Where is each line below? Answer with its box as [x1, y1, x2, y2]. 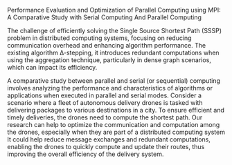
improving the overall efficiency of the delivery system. [7, 150, 164, 158]
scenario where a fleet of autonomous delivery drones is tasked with [7, 99, 203, 106]
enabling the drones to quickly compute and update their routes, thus [7, 143, 205, 151]
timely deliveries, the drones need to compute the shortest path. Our [7, 113, 203, 122]
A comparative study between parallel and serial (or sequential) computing [7, 77, 220, 85]
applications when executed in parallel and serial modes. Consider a [7, 91, 202, 99]
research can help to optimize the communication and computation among [7, 121, 220, 128]
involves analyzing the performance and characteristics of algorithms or [7, 84, 213, 92]
